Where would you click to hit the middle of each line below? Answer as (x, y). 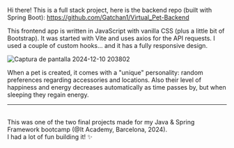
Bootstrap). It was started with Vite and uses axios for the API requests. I (111, 38)
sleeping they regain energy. (48, 94)
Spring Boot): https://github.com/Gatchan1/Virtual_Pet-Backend (98, 17)
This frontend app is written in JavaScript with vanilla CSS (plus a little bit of (116, 31)
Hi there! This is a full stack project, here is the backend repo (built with (110, 10)
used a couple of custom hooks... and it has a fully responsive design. (107, 46)
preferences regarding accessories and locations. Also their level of (104, 80)
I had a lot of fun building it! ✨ (50, 137)
